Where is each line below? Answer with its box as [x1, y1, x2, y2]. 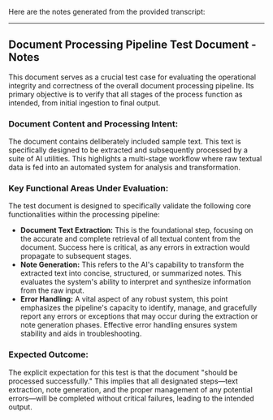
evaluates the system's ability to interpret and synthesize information [19, 277, 252, 287]
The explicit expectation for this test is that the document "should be [8, 367, 238, 377]
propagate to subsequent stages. [19, 251, 132, 261]
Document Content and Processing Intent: [8, 118, 179, 129]
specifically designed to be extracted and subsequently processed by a [8, 145, 248, 155]
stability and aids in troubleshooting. [19, 328, 142, 339]
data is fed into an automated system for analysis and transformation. [8, 162, 241, 173]
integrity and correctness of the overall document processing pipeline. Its [8, 80, 254, 90]
